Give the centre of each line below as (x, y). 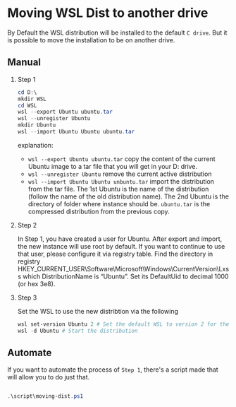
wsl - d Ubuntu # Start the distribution (77, 331)
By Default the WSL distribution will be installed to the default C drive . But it (117, 33)
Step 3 (27, 297)
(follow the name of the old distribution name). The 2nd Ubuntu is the (128, 196)
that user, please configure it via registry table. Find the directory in (115, 254)
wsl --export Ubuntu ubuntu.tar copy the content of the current (122, 159)
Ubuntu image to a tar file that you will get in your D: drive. (113, 166)
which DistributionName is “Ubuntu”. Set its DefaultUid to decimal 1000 (126, 276)
